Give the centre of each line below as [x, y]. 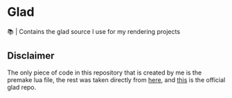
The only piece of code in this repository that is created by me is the [105, 72]
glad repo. [22, 87]
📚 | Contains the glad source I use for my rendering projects [94, 31]
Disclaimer [31, 56]
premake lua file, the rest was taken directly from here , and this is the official [116, 79]
